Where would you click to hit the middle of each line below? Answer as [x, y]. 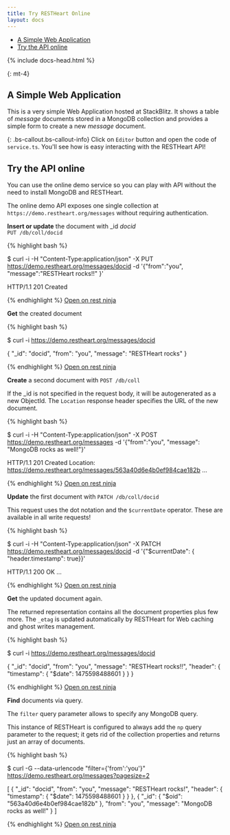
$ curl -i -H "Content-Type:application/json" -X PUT [80, 259]
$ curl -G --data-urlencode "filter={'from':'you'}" [77, 768]
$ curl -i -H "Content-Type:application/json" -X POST [82, 435]
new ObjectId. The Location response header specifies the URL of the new [113, 401]
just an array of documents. [46, 742]
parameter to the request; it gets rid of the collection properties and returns [114, 735]
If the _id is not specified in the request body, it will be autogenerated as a [112, 393]
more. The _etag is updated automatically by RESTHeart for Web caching [111, 619]
